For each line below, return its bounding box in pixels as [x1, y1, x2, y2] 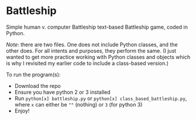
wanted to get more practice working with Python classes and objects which [6, 53, 191, 60]
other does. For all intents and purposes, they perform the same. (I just [6, 47, 177, 54]
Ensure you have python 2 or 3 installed [14, 88, 111, 95]
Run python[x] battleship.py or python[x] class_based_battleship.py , [14, 95, 187, 102]
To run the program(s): [6, 71, 61, 78]
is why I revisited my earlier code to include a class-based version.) [6, 60, 169, 67]
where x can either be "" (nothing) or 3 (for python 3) [14, 101, 143, 108]
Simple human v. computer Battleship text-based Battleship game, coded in [6, 23, 188, 30]
